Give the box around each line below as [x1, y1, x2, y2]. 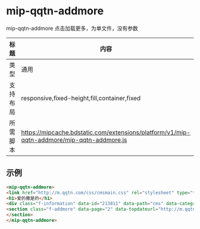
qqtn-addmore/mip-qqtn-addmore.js [21, 135, 127, 144]
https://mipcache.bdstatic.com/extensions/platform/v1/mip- [21, 128, 191, 137]
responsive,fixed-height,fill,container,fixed [21, 94, 141, 102]
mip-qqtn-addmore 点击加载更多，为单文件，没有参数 [6, 24, 138, 32]
